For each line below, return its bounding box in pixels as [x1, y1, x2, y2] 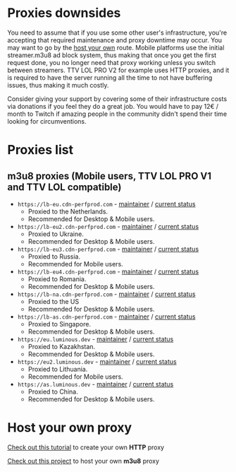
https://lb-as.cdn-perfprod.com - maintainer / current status [17, 312, 196, 321]
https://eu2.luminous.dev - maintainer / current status [17, 357, 178, 365]
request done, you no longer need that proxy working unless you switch [7, 58, 216, 66]
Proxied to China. [27, 387, 79, 396]
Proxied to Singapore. [27, 319, 92, 328]
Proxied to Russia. [27, 252, 81, 261]
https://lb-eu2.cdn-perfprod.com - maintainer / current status [17, 222, 199, 230]
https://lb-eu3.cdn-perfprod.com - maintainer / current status [17, 244, 199, 253]
